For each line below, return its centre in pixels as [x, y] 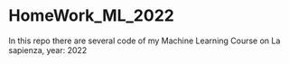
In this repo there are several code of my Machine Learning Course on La [144, 41]
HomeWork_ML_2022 [92, 16]
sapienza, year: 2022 [48, 50]
